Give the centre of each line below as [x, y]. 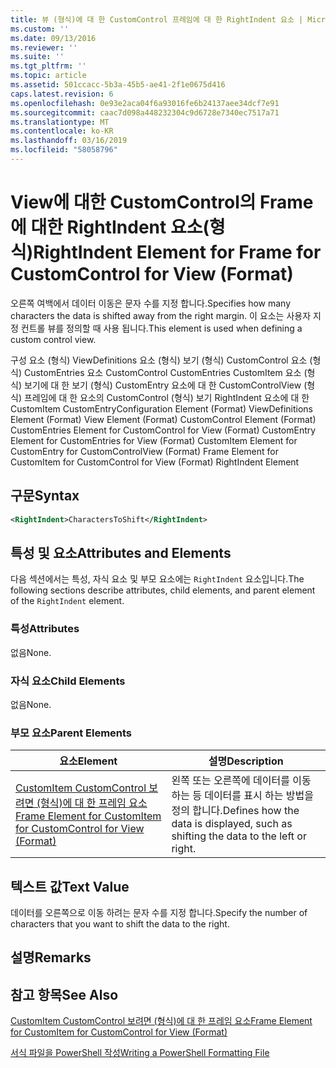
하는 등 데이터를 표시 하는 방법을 [242, 796]
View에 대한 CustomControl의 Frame [162, 202]
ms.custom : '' [40, 29]
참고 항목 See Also [64, 994]
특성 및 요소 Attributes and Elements [121, 552]
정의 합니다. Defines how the [235, 811]
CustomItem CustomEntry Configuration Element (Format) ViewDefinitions [162, 408]
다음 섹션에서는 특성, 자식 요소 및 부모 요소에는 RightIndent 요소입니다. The [157, 579]
